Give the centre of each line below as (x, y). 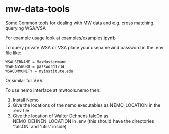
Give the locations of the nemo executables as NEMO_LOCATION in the (87, 105)
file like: (13, 53)
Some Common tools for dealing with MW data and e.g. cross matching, (80, 23)
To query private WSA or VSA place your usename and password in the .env (84, 47)
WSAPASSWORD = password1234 (35, 66)
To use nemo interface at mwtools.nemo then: (53, 90)
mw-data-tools (37, 9)
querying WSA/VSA (26, 28)
